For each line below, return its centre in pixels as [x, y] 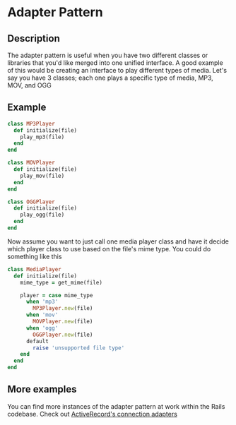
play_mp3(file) [42, 137]
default [37, 341]
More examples [42, 389]
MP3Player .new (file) [63, 309]
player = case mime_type [57, 295]
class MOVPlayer [31, 163]
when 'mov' [42, 315]
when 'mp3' [42, 302]
